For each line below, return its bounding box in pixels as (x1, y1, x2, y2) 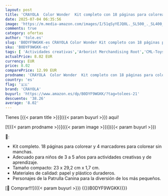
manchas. (12, 149, 33, 155)
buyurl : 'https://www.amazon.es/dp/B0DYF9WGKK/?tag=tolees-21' (5, 91, 140, 96)
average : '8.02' (5, 101, 39, 106)
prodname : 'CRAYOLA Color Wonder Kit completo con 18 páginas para (5, 73, 153, 78)
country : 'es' (5, 77, 35, 82)
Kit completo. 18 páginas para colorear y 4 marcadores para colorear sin (12, 143, 162, 149)
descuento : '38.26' (5, 96, 46, 101)
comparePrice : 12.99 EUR (5, 68, 57, 73)
